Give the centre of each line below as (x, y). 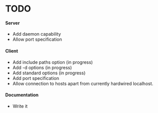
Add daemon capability (37, 34)
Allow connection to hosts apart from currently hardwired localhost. (83, 83)
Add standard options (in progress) (49, 73)
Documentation (22, 95)
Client (12, 51)
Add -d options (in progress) (42, 67)
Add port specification (36, 78)
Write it (20, 106)
